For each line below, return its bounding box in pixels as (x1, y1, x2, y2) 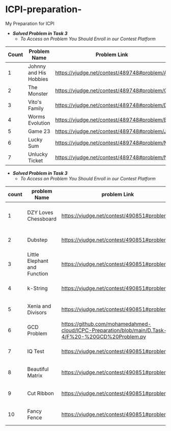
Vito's (27, 98, 42, 105)
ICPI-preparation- (5, 4, 82, 15)
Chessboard (27, 215, 57, 222)
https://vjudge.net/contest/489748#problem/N (55, 154, 168, 161)
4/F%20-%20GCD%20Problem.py (61, 333, 147, 340)
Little (27, 251, 39, 258)
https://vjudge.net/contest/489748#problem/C (55, 87, 168, 94)
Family (27, 104, 44, 112)
